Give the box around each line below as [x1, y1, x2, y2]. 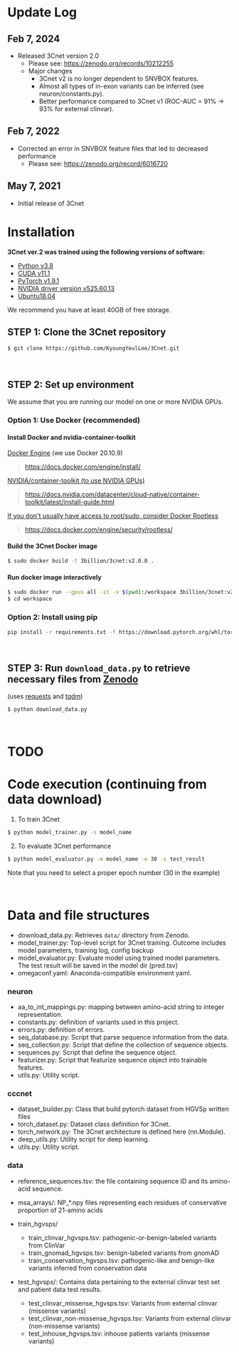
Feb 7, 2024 [7, 33, 60, 45]
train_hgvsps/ [17, 1219, 58, 1228]
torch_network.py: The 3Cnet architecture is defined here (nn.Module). [17, 1127, 226, 1136]
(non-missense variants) [28, 1321, 100, 1330]
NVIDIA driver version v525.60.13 [17, 284, 115, 292]
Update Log [7, 4, 78, 21]
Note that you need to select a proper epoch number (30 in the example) [7, 868, 221, 877]
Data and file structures [7, 907, 150, 923]
